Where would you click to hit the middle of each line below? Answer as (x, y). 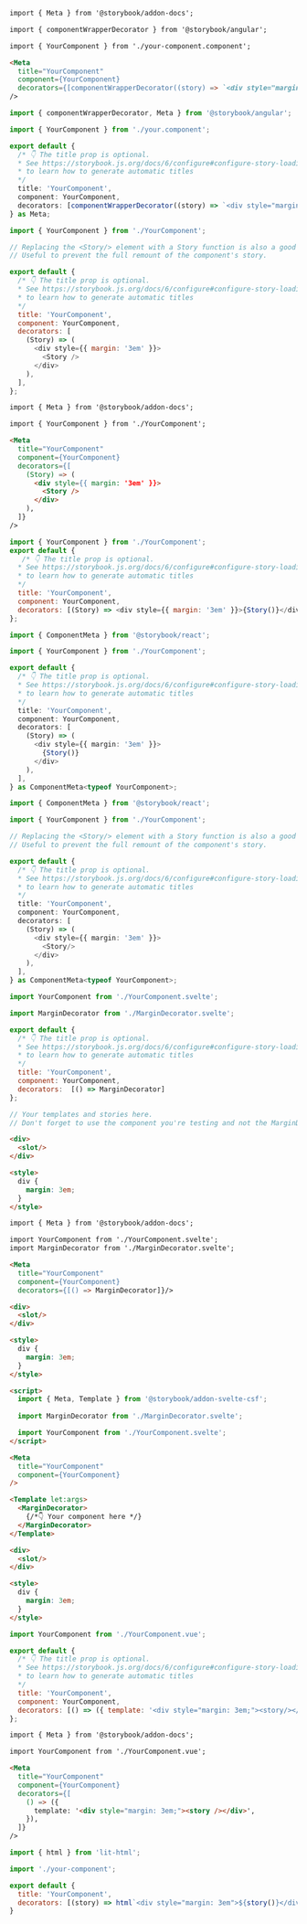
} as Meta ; (30, 214)
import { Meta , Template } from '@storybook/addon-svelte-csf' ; (143, 1399)
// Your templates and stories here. (81, 1114)
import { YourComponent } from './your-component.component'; (130, 46)
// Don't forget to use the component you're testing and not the (138, 1123)
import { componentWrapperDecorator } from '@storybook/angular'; (138, 29)
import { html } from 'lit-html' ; (75, 1853)
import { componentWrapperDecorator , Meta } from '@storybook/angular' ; (151, 113)
